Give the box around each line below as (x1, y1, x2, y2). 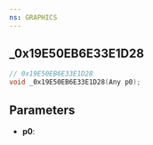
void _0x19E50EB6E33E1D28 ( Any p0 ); (9, 77, 141, 87)
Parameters (9, 102, 76, 117)
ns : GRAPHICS (9, 12, 58, 22)
